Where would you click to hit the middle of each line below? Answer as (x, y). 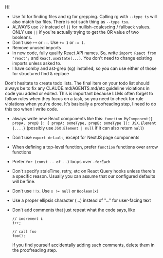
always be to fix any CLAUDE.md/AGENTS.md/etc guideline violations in (77, 88)
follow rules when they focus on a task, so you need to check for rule (74, 99)
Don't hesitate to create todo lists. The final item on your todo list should (77, 83)
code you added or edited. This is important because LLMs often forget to (79, 93)
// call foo (24, 232)
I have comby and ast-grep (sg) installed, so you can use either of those (84, 68)
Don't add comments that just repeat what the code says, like (73, 210)
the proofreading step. (35, 250)
